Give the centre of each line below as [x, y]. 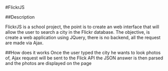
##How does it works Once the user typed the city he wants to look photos [83, 53]
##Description [20, 17]
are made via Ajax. [24, 43]
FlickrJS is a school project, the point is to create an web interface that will [82, 27]
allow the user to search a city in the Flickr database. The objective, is [77, 32]
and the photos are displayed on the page [49, 63]
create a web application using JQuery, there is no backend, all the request [83, 38]
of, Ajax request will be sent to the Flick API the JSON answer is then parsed [84, 58]
